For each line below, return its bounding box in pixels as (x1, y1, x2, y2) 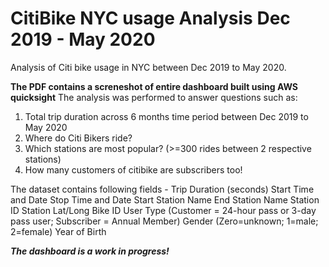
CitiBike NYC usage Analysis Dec (10, 7, 291, 30)
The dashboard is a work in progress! (10, 245, 170, 257)
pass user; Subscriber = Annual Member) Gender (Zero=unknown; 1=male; (10, 215, 319, 227)
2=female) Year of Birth (10, 225, 107, 237)
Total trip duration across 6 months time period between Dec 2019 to (24, 110, 309, 122)
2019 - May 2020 (10, 28, 156, 51)
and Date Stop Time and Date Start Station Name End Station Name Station (10, 193, 320, 206)
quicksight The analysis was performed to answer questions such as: (10, 91, 298, 103)
